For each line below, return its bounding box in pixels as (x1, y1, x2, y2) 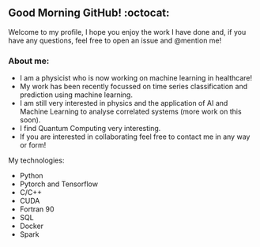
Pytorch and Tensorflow (19, 179, 99, 189)
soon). (19, 115, 41, 125)
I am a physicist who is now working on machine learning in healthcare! (19, 73, 253, 83)
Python (19, 171, 43, 181)
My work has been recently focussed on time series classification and (19, 82, 248, 92)
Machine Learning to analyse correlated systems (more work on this (19, 107, 243, 117)
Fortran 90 (19, 204, 55, 214)
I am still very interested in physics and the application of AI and (19, 99, 228, 108)
